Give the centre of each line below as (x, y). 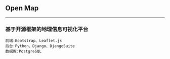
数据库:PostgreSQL (24, 51)
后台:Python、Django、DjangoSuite (40, 46)
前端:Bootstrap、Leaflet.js (34, 41)
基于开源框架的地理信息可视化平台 (47, 29)
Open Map (22, 8)
